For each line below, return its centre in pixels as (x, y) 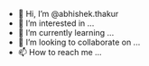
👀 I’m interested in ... (56, 23)
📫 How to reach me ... (60, 52)
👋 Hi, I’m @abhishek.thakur (68, 14)
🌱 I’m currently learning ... (66, 33)
